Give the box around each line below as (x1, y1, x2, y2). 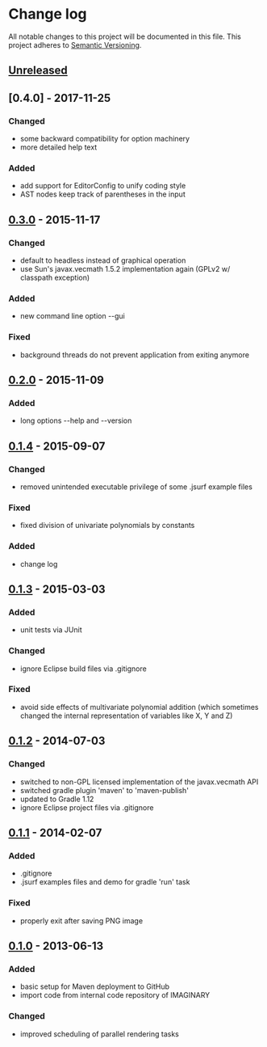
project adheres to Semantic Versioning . (8, 40, 142, 49)
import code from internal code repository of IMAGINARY (19, 990, 211, 1000)
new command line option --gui (19, 311, 125, 321)
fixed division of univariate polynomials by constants (19, 521, 195, 530)
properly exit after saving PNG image (19, 915, 144, 926)
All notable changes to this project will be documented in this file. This (8, 32, 242, 41)
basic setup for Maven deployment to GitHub (19, 982, 169, 991)
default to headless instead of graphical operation (19, 255, 186, 265)
